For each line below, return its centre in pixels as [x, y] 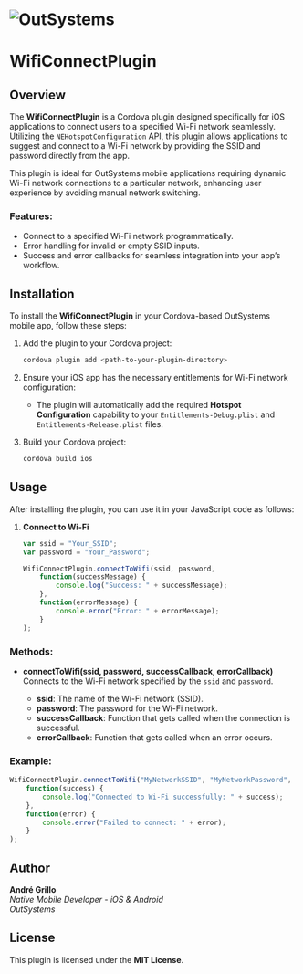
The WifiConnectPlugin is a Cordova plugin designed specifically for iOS [147, 117]
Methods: [31, 651]
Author [30, 868]
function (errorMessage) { [89, 602]
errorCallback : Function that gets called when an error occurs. [154, 737]
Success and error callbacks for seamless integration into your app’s [151, 256]
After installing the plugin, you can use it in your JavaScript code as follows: [152, 509]
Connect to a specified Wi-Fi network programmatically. [128, 236]
